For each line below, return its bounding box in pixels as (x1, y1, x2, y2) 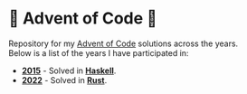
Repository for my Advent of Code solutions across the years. (8, 38, 239, 49)
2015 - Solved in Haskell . (21, 65, 117, 76)
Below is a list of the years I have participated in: (8, 47, 189, 58)
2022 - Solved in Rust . (21, 74, 108, 85)
